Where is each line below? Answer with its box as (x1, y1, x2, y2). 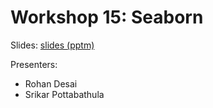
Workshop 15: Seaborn (10, 6, 204, 29)
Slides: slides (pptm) (10, 39, 95, 51)
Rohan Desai (24, 77, 78, 90)
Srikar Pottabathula (24, 88, 105, 100)
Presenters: (10, 58, 58, 70)
